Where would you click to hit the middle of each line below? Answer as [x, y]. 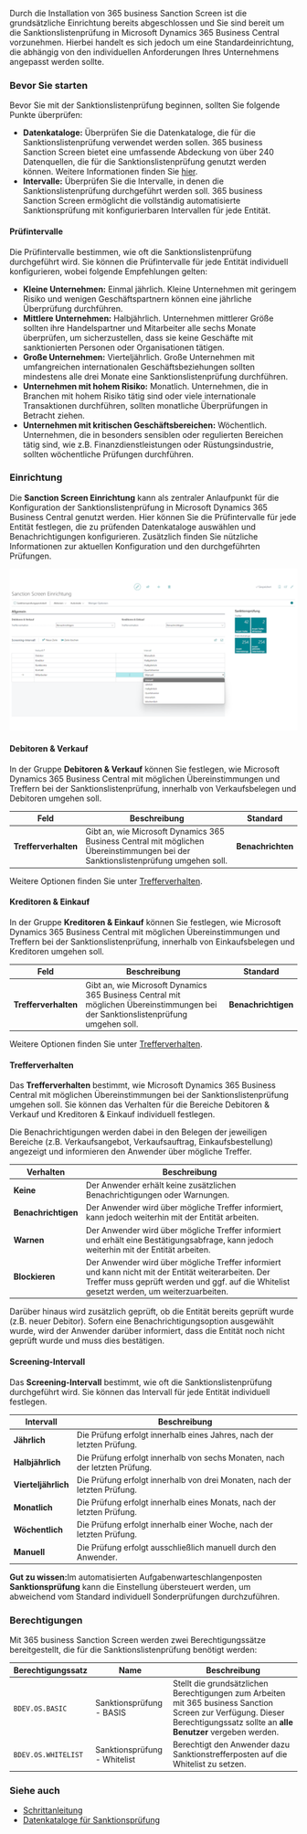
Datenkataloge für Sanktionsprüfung [91, 1820]
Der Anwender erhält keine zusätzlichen [161, 1185]
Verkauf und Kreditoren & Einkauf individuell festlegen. [112, 1114]
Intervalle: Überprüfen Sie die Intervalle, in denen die [123, 181]
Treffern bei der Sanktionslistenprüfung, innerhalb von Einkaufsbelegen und [152, 942]
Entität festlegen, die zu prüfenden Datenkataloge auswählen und [132, 527]
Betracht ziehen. [53, 415]
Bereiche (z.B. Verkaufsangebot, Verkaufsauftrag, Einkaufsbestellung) [142, 1142]
